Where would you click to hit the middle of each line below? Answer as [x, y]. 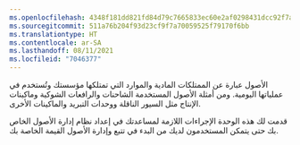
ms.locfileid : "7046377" [55, 59]
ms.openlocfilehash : [48, 17]
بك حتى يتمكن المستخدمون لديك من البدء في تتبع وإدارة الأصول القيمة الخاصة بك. [144, 130]
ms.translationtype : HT [54, 34]
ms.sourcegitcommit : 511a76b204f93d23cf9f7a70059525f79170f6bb [129, 26]
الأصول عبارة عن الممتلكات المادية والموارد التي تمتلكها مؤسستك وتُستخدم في [139, 85]
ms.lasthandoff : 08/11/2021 [62, 51]
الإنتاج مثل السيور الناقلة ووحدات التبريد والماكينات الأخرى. [105, 103]
